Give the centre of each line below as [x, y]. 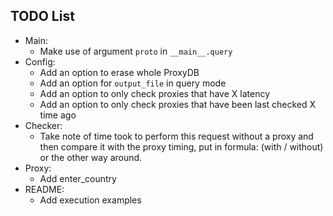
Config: [40, 61]
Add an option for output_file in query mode [133, 83]
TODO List [42, 16]
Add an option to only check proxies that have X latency [154, 93]
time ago [58, 115]
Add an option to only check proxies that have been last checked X [178, 104]
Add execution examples [90, 200]
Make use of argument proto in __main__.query [136, 51]
